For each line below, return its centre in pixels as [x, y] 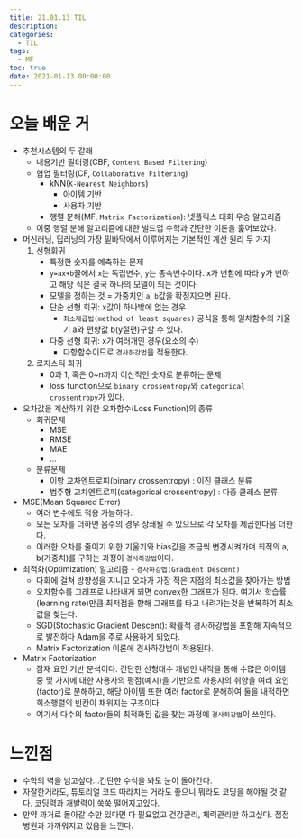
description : [34, 26]
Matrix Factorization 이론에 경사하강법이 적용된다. [124, 648]
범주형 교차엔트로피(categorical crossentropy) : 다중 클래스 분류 [163, 492]
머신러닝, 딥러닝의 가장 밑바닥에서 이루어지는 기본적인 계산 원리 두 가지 [146, 239]
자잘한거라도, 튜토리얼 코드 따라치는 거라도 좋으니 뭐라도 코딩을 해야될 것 [150, 791]
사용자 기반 [82, 205]
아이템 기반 [82, 194]
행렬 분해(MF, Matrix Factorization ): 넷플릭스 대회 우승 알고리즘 [165, 217]
